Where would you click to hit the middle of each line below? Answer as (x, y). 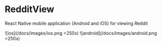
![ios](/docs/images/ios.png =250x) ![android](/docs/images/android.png (81, 33)
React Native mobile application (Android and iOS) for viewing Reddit (76, 23)
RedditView (30, 9)
